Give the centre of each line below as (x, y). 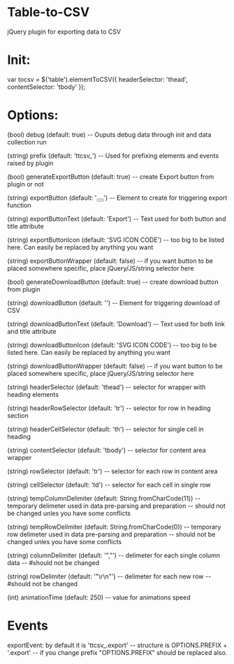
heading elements (33, 394)
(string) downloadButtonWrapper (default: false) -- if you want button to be (115, 366)
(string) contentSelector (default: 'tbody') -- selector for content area (107, 450)
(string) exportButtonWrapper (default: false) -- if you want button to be (110, 261)
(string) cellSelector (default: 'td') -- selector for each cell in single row (109, 485)
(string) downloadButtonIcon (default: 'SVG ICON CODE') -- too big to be (112, 345)
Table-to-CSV (49, 12)
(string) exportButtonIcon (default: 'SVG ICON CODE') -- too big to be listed (116, 240)
